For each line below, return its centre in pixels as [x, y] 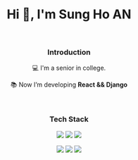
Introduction [69, 52]
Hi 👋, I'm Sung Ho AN [69, 14]
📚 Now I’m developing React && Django [69, 85]
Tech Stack [69, 119]
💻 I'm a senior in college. [69, 68]
